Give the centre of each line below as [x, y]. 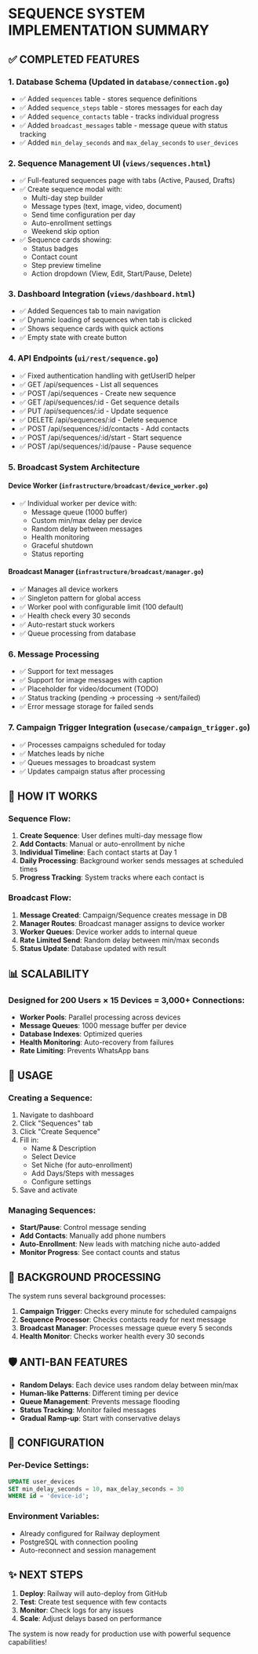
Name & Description [64, 1148]
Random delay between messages [87, 529]
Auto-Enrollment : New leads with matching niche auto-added [120, 1244]
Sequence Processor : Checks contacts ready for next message [123, 1319]
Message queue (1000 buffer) [79, 512]
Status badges [55, 249]
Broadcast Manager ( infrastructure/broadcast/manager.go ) [106, 572]
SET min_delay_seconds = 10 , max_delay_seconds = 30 [96, 1489]
